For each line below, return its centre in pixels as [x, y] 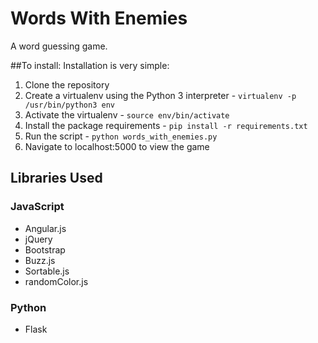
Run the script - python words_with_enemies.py [121, 136]
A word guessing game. [59, 46]
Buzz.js [40, 260]
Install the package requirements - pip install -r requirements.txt [166, 125]
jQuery [38, 239]
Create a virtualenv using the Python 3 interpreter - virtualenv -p [160, 95]
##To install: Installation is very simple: [90, 65]
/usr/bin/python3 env [69, 105]
